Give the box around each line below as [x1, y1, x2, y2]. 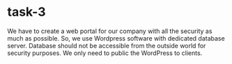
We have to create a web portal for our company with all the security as [7, 27, 212, 35]
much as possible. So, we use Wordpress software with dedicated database [7, 34, 225, 42]
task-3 [7, 4, 46, 20]
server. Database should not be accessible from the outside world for [7, 41, 206, 50]
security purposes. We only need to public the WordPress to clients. [7, 49, 203, 57]
